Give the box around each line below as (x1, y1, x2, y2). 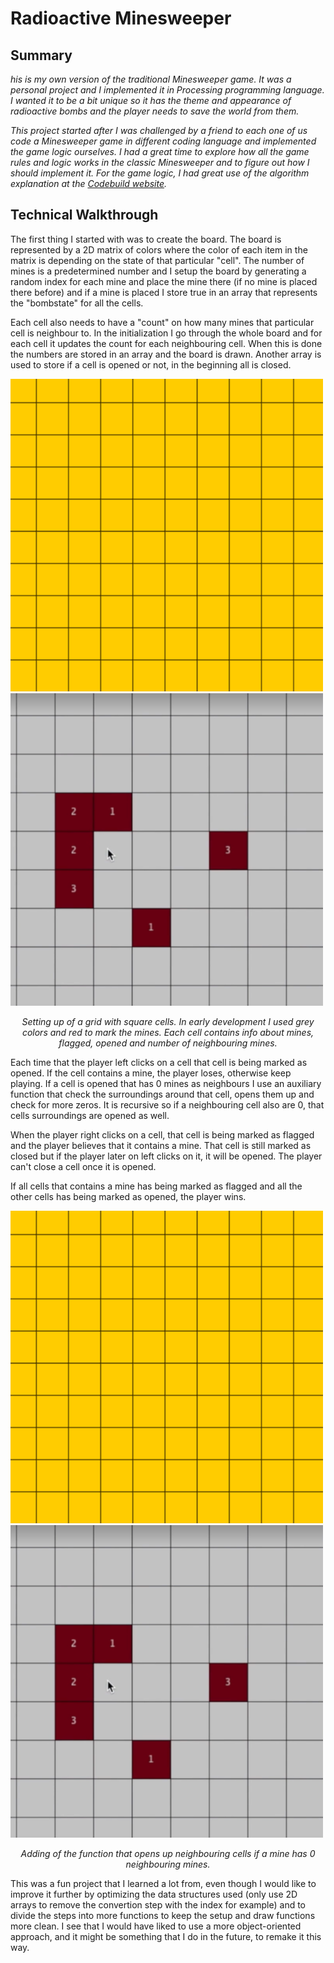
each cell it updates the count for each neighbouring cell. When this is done (10, 337, 323, 349)
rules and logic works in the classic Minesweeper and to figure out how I (10, 157, 310, 168)
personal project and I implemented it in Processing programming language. (10, 84, 325, 96)
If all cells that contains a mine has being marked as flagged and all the (10, 1180, 303, 1192)
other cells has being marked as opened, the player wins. (10, 1190, 247, 1202)
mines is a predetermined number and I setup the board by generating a (10, 265, 307, 277)
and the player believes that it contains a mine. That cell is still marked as (10, 1139, 312, 1151)
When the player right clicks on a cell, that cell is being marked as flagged (10, 1128, 315, 1141)
